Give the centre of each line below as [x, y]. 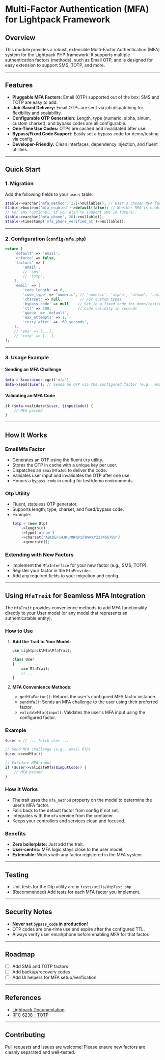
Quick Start [23, 170]
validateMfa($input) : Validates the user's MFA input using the [82, 713]
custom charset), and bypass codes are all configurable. [69, 123]
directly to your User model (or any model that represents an [66, 613]
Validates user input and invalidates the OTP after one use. [71, 475]
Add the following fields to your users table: [49, 194]
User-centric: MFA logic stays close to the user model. [68, 849]
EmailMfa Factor [25, 449]
